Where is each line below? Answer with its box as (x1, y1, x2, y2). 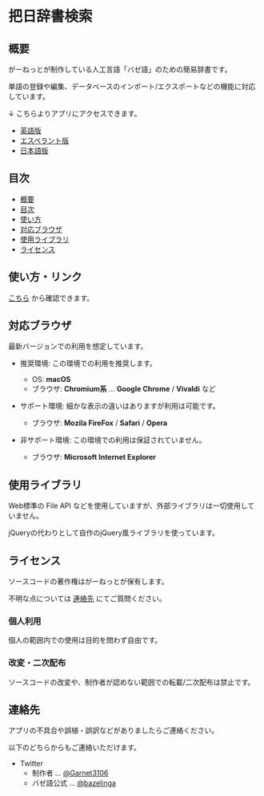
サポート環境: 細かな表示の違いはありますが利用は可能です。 (19, 401, 220, 411)
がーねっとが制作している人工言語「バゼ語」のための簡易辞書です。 (8, 65, 232, 74)
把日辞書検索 (8, 7, 94, 26)
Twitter (19, 759, 44, 769)
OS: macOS (31, 375, 71, 384)
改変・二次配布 (8, 657, 66, 668)
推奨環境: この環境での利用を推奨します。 (19, 359, 158, 368)
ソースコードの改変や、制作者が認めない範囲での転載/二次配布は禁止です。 (8, 677, 255, 687)
